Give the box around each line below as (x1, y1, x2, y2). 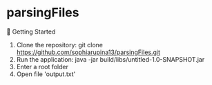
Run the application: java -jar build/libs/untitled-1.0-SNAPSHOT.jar (16, 55, 205, 63)
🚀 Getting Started (6, 27, 56, 36)
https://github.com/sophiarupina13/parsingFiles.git (16, 48, 160, 56)
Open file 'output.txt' (16, 70, 76, 78)
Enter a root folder (16, 62, 69, 71)
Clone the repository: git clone (16, 40, 103, 49)
